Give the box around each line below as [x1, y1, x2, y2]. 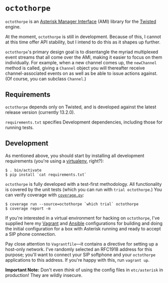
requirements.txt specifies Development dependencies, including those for [5, 119, 163, 125]
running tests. [5, 124, 34, 130]
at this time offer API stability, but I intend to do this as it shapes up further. [5, 39, 160, 45]
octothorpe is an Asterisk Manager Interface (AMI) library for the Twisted [5, 18, 156, 24]
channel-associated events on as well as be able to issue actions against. [5, 70, 158, 76]
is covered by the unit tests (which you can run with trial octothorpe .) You [5, 186, 162, 192]
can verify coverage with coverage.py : [5, 191, 84, 198]
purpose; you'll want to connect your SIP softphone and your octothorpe [5, 252, 156, 258]
